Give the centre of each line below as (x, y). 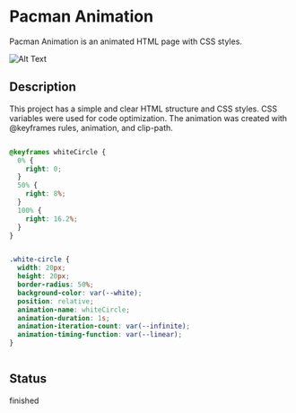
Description (43, 87)
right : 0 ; (44, 169)
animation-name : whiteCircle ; (74, 310)
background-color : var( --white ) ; (80, 293)
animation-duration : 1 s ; (64, 318)
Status (28, 379)
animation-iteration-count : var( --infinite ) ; (104, 326)
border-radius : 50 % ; (56, 285)
